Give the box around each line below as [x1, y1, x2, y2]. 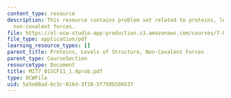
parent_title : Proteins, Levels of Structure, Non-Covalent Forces [7, 49, 205, 56]
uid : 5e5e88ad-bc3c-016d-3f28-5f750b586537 [7, 81, 134, 88]
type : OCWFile [7, 74, 48, 81]
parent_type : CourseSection [7, 55, 88, 62]
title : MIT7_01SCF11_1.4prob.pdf [7, 68, 103, 75]
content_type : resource [7, 10, 76, 17]
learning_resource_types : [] [7, 42, 91, 49]
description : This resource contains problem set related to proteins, [7, 17, 217, 23]
